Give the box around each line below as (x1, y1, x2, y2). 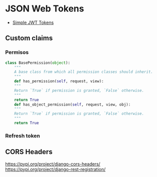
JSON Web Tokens (5, 3, 84, 14)
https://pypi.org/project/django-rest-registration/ (5, 166, 106, 172)
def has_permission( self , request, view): (14, 79, 104, 84)
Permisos (5, 49, 29, 56)
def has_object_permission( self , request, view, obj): (14, 102, 131, 107)
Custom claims (5, 34, 53, 42)
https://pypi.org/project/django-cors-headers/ (5, 161, 100, 167)
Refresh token (5, 132, 40, 139)
